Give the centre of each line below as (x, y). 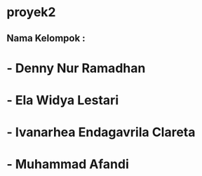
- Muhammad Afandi (68, 164)
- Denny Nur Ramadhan (76, 68)
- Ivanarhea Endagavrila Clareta (101, 132)
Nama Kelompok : (46, 38)
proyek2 (31, 12)
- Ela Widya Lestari (63, 100)
